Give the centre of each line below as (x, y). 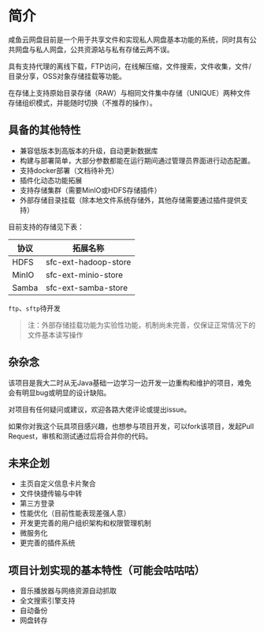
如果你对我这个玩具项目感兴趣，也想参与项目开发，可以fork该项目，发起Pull (131, 426)
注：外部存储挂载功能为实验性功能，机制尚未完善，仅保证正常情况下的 (141, 325)
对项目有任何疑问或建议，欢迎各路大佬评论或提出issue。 (100, 409)
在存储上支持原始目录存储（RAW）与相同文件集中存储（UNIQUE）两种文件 (129, 92)
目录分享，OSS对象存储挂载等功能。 (67, 76)
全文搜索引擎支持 (47, 600)
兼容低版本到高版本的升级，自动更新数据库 (89, 150)
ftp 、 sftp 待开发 (35, 308)
